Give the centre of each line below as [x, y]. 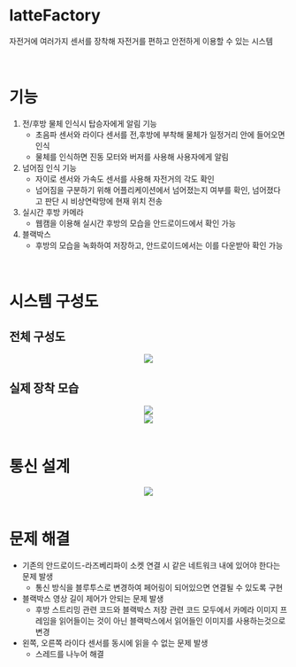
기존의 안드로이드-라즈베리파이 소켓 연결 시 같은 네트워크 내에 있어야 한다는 [151, 565]
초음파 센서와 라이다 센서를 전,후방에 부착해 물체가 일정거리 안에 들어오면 [160, 135]
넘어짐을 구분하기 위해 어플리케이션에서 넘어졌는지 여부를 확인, [142, 190]
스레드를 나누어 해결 [69, 654]
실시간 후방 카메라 [53, 212]
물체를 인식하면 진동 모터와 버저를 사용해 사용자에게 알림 [132, 157]
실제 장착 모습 [44, 388]
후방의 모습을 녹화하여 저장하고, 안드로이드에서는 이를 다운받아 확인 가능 [159, 245]
